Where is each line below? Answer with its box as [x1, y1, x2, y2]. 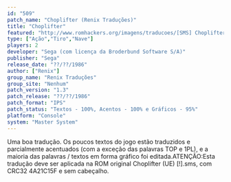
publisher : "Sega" [7, 55, 60, 62]
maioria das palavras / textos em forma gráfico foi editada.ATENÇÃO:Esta [7, 152, 215, 160]
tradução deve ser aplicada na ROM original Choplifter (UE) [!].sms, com [7, 159, 212, 168]
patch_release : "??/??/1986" [7, 93, 91, 100]
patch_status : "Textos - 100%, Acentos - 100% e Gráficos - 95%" [7, 106, 198, 113]
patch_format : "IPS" [7, 100, 67, 106]
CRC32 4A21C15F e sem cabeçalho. [7, 166, 109, 175]
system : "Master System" [7, 118, 78, 126]
